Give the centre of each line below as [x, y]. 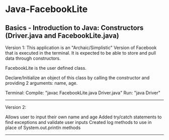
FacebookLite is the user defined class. [46, 68]
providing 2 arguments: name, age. [41, 83]
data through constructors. [33, 58]
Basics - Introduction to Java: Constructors [74, 28]
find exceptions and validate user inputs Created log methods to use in [78, 122]
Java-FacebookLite [47, 9]
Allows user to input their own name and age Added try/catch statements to [83, 117]
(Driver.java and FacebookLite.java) [62, 35]
